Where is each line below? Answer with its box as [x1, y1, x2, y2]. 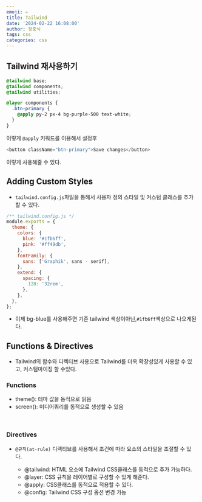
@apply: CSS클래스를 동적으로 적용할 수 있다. [24, 481, 133, 488]
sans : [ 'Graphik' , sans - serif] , [22, 258, 110, 265]
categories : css [6, 37, 47, 43]
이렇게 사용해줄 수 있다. [6, 158, 62, 166]
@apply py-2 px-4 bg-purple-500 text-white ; [17, 111, 132, 117]
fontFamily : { [17, 253, 53, 259]
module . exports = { [6, 218, 56, 225]
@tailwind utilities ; [6, 89, 61, 95]
